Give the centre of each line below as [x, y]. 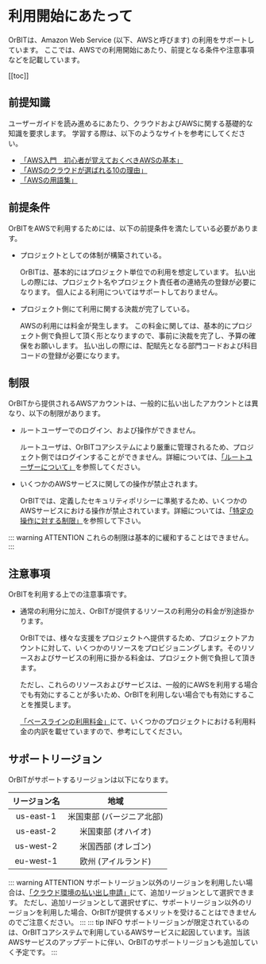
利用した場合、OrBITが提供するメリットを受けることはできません [149, 912]
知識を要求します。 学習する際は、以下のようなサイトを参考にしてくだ [123, 133]
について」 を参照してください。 [93, 467]
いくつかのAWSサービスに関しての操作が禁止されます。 [111, 484]
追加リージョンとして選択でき [199, 892]
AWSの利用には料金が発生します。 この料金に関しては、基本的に [125, 325]
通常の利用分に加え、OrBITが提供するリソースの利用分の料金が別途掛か [137, 611]
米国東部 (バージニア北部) [116, 816]
